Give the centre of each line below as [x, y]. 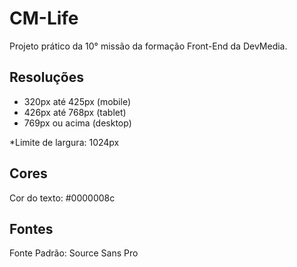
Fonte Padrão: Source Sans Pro [74, 253]
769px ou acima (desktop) [77, 123]
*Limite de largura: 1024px [64, 142]
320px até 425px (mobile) [77, 101]
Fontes [31, 228]
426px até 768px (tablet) [75, 112]
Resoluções [46, 77]
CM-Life [44, 18]
